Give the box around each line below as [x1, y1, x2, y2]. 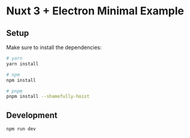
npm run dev [6, 126, 36, 132]
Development [6, 110, 58, 120]
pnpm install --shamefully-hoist [6, 94, 90, 100]
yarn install [6, 61, 39, 67]
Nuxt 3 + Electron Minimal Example [6, 4, 185, 18]
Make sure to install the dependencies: [6, 44, 102, 51]
